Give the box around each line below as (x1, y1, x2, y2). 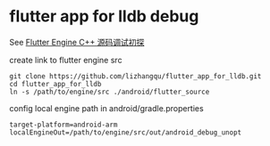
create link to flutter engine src (9, 54, 122, 65)
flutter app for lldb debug (9, 6, 199, 27)
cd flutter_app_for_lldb (9, 79, 102, 88)
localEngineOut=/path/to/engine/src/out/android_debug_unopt (9, 127, 242, 137)
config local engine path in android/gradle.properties (9, 102, 204, 113)
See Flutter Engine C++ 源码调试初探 (9, 36, 145, 47)
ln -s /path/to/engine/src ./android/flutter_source (9, 87, 210, 96)
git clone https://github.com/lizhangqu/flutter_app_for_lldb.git (9, 71, 262, 81)
